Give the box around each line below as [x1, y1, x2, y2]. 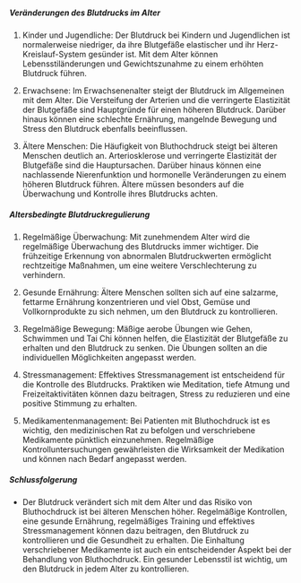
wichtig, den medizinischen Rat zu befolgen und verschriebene [21, 424, 255, 435]
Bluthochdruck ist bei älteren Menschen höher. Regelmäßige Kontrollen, [21, 506, 288, 517]
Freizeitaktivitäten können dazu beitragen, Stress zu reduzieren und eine [21, 388, 291, 399]
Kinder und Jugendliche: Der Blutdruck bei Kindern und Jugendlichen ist [21, 30, 291, 40]
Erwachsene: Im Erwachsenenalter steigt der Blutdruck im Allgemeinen [21, 85, 285, 96]
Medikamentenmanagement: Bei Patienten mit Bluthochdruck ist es [21, 415, 271, 426]
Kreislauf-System [21, 48, 87, 59]
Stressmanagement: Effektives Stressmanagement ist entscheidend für [21, 369, 285, 380]
